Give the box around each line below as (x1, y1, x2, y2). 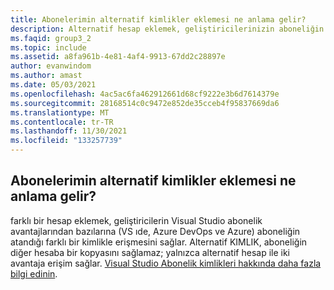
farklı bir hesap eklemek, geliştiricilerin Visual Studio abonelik (10, 214, 263, 226)
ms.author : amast (10, 71, 83, 81)
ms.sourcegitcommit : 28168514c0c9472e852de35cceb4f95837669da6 (10, 98, 280, 108)
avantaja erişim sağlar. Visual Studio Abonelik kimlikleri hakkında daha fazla (10, 257, 322, 269)
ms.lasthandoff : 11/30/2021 (10, 126, 128, 136)
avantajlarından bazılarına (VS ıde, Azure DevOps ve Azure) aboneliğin (10, 225, 301, 237)
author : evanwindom (10, 61, 92, 71)
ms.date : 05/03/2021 (10, 80, 97, 90)
